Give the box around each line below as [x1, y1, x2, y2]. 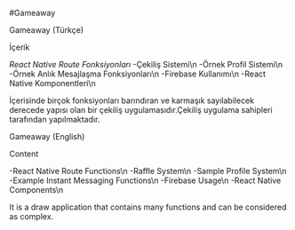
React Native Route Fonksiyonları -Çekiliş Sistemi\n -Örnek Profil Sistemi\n [9, 59, 283, 69]
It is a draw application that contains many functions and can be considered [9, 202, 287, 212]
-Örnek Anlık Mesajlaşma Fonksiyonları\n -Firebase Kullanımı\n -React [9, 68, 267, 79]
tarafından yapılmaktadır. [9, 115, 100, 124]
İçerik [9, 42, 30, 52]
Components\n [9, 185, 64, 194]
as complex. [9, 211, 54, 221]
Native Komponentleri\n [9, 78, 96, 88]
